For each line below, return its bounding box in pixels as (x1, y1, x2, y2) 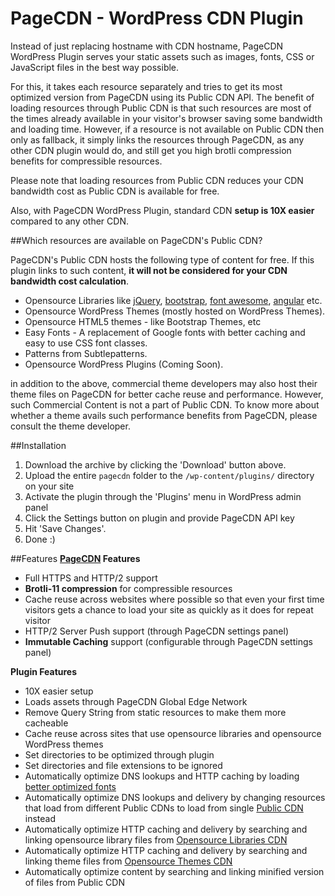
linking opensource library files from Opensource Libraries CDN (24, 833, 288, 846)
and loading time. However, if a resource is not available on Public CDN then (10, 123, 325, 135)
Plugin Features (10, 665, 78, 677)
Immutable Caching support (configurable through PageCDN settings (24, 635, 313, 647)
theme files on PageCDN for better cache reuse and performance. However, (10, 388, 324, 400)
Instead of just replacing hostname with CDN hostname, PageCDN (10, 40, 284, 52)
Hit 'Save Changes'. (24, 522, 107, 534)
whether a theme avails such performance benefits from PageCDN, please (10, 409, 318, 421)
